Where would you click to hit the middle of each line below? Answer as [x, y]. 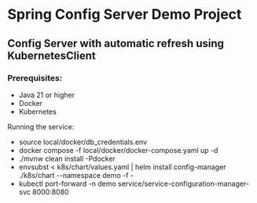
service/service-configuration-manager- [183, 183]
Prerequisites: [35, 78]
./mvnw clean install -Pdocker [67, 158]
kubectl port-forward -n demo [68, 183]
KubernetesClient [51, 55]
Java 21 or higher [47, 95]
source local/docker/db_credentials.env [83, 142]
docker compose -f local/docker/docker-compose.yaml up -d [118, 150]
